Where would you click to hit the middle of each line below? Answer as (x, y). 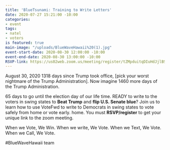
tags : (11, 29)
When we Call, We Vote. (30, 133)
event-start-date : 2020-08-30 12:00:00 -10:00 (55, 52)
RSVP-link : (17, 62)
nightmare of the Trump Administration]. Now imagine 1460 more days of (81, 81)
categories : (18, 19)
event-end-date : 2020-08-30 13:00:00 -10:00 (53, 57)
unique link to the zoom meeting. (39, 118)
